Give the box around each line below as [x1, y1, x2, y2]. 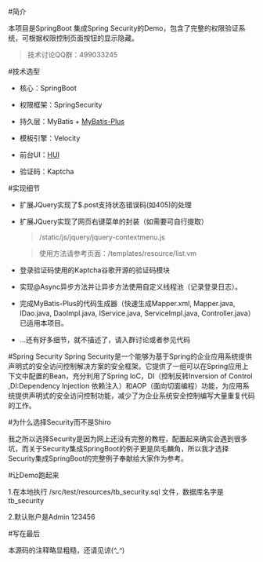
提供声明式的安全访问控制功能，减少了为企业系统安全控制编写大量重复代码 [14, 391, 255, 400]
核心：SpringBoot [19, 83, 77, 93]
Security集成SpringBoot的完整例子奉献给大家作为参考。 [8, 454, 188, 463]
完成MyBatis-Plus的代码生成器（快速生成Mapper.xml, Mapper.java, [19, 299, 236, 308]
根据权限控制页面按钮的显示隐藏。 [28, 34, 139, 42]
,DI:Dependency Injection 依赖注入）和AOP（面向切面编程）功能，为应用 [8, 381, 243, 390]
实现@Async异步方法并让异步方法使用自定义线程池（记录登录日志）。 [19, 282, 243, 291]
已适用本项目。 [19, 319, 68, 327]
